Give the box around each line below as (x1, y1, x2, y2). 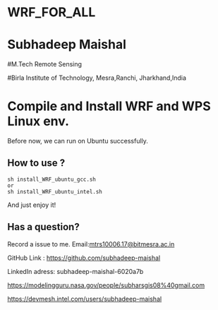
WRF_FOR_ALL (7, 4, 96, 20)
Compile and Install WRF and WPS (7, 98, 211, 114)
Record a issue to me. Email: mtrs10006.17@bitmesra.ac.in (7, 239, 175, 248)
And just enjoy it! (7, 201, 56, 209)
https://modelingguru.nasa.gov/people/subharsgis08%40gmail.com (7, 280, 205, 290)
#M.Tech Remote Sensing (7, 60, 83, 68)
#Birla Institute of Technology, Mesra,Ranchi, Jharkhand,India (7, 73, 187, 82)
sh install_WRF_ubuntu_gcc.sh (7, 176, 97, 183)
